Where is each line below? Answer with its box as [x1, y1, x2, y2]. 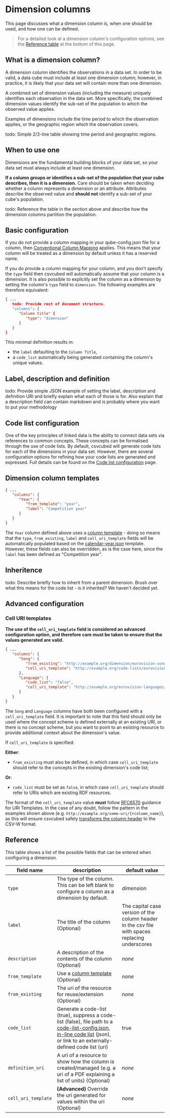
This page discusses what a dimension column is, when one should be [5, 20, 153, 26]
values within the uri [57, 1098, 105, 1105]
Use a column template [57, 970, 112, 977]
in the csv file [121, 922, 154, 929]
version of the [121, 909, 155, 916]
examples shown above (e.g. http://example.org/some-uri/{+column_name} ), [5, 810, 164, 816]
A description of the [57, 948, 104, 956]
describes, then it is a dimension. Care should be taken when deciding [5, 180, 154, 186]
